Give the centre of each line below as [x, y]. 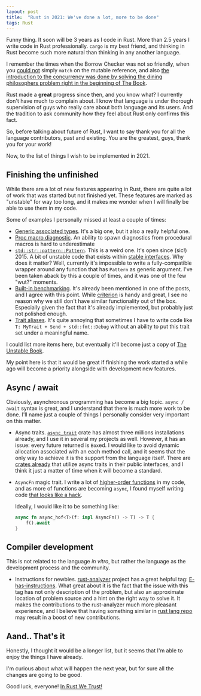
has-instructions [35, 585]
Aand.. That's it [36, 636]
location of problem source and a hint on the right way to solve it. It [98, 599]
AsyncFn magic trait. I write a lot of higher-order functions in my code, [100, 482]
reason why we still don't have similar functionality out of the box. [96, 301]
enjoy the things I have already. [45, 657]
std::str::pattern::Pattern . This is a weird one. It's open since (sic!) [101, 250]
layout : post [22, 12]
